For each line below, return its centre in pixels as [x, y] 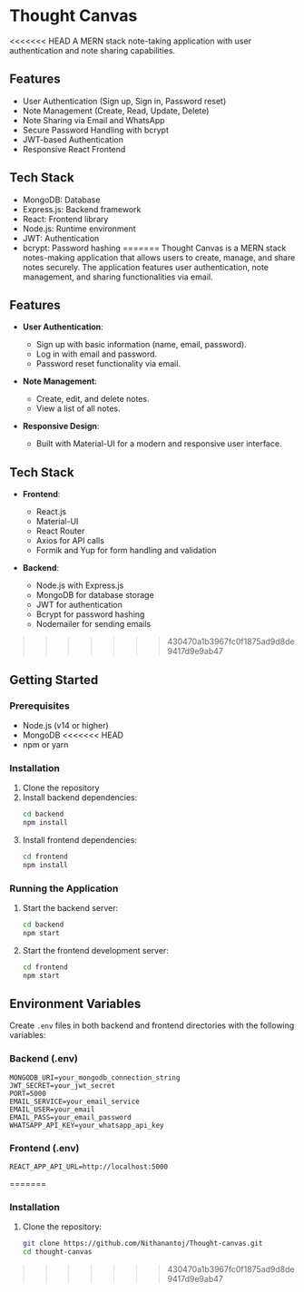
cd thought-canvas [57, 1252]
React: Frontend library [65, 219]
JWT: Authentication [61, 238]
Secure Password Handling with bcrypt [96, 130]
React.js [51, 512]
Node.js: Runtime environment [79, 229]
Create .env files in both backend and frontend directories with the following [152, 1025]
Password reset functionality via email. [108, 364]
